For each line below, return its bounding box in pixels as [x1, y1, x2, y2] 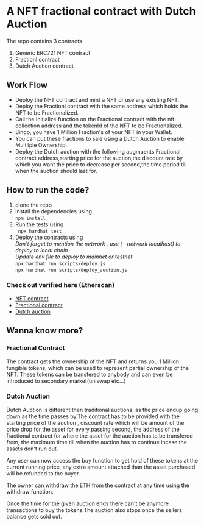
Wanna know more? [6, 325, 83, 336]
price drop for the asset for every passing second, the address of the [6, 425, 180, 433]
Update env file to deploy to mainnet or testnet [15, 253, 133, 260]
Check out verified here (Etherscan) [6, 281, 114, 290]
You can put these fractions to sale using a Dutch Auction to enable [15, 135, 185, 142]
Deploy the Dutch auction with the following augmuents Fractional [15, 147, 181, 155]
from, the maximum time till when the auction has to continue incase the [6, 438, 188, 446]
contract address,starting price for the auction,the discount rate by [15, 154, 183, 162]
